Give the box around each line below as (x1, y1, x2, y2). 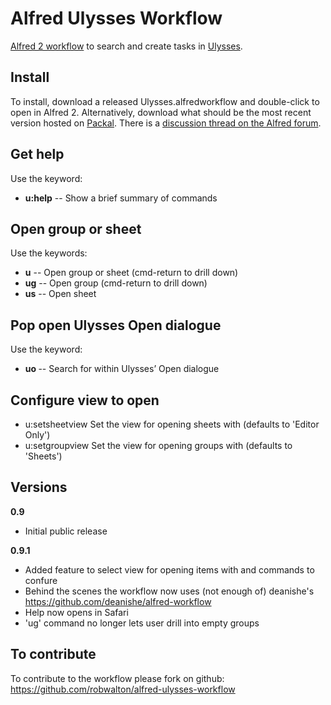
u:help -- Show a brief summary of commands (24, 192, 218, 204)
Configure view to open (10, 392, 160, 409)
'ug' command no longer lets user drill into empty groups (24, 617, 260, 629)
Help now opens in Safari (24, 606, 129, 618)
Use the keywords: (10, 247, 88, 259)
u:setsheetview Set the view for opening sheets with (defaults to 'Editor (24, 418, 320, 430)
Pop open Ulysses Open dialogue (10, 317, 222, 334)
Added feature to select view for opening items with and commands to (24, 563, 315, 576)
